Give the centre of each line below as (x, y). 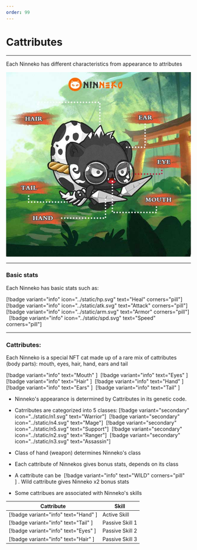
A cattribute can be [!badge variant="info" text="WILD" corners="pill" (100, 476)
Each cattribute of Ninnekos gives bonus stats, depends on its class (96, 464)
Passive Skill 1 (120, 523)
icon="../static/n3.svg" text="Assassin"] (63, 442)
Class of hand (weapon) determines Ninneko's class (78, 453)
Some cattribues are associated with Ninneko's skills (78, 493)
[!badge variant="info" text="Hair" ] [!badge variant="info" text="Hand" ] (95, 381)
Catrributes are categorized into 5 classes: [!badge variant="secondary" (102, 411)
